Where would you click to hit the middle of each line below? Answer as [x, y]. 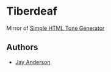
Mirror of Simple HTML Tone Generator [56, 28]
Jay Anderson [33, 62]
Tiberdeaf [32, 11]
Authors [22, 47]
